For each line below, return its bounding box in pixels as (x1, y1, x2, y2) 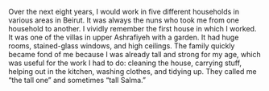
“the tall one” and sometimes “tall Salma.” (8, 76, 147, 85)
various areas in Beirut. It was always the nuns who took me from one (8, 15, 239, 25)
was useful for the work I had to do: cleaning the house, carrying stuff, (8, 58, 242, 68)
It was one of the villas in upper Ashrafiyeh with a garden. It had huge (8, 32, 239, 42)
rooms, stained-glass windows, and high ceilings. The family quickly (8, 41, 235, 51)
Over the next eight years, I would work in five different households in (8, 7, 240, 16)
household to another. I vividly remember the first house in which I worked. (8, 24, 257, 33)
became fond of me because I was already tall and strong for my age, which (8, 50, 261, 59)
